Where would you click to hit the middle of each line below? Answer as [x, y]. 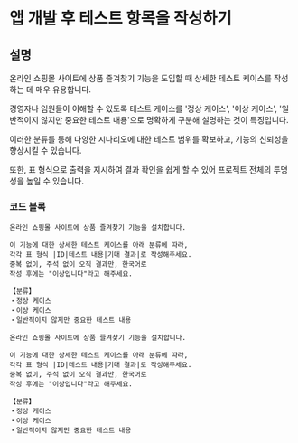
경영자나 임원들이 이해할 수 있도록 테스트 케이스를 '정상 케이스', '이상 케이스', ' [146, 108]
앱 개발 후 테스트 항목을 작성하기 [121, 19]
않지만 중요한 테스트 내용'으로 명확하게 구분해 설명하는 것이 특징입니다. [164, 120]
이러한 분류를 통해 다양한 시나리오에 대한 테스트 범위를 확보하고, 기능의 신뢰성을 [149, 139]
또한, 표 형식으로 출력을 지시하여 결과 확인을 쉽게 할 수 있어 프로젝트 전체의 [140, 170]
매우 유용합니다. [64, 90]
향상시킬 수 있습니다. [46, 151]
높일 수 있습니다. [55, 181]
